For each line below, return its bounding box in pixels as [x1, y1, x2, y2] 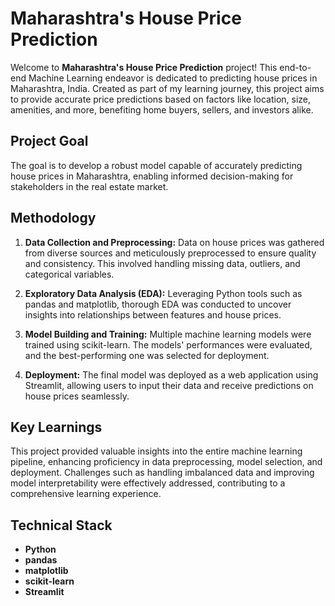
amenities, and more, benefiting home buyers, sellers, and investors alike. [10, 103, 314, 116]
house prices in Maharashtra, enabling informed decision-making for [10, 170, 294, 182]
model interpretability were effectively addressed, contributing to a [10, 477, 286, 489]
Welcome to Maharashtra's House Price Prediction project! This [10, 61, 278, 73]
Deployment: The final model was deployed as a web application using [24, 368, 319, 381]
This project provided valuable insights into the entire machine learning [10, 445, 303, 457]
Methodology [10, 210, 97, 227]
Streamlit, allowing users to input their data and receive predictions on [24, 379, 314, 391]
